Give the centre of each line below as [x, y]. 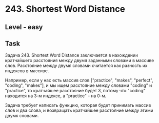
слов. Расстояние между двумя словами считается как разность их [76, 66]
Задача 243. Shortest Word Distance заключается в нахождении [71, 55]
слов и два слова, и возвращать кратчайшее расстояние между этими [79, 110]
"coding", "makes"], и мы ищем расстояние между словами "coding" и [79, 85]
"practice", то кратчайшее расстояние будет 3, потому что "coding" [75, 91]
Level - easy [24, 27]
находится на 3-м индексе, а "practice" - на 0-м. [56, 96]
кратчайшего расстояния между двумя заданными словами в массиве [79, 61]
